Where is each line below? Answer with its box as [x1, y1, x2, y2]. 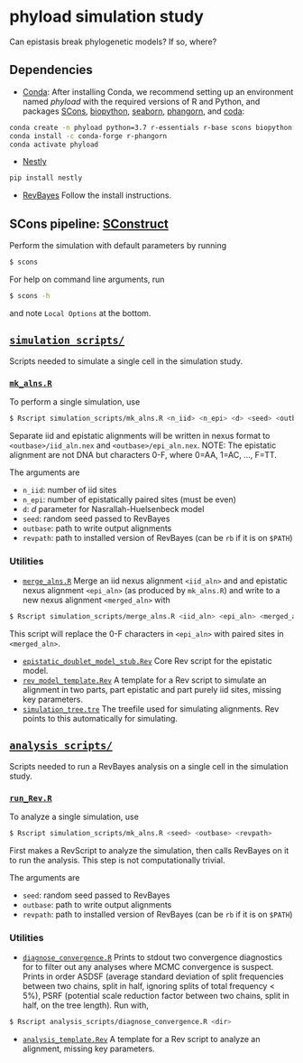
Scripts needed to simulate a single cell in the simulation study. [9, 355, 243, 367]
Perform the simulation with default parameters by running [9, 240, 227, 251]
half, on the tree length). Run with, [22, 1000, 149, 1011]
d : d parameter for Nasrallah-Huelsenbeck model [22, 503, 205, 514]
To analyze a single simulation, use [9, 811, 140, 823]
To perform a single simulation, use [9, 396, 141, 407]
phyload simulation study [9, 6, 205, 27]
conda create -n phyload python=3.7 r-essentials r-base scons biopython [9, 123, 293, 132]
